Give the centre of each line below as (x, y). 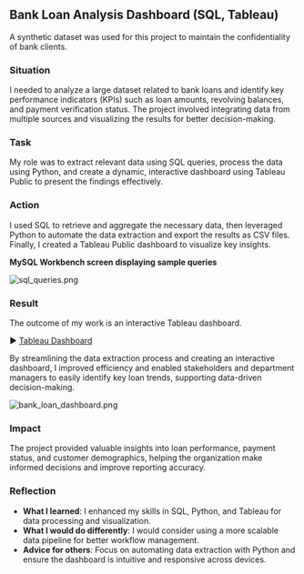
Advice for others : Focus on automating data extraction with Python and (159, 549)
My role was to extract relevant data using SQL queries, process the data (147, 162)
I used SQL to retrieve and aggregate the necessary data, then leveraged (146, 225)
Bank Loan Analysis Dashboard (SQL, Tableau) (144, 15)
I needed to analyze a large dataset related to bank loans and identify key (147, 90)
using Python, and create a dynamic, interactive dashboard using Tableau (147, 172)
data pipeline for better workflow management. (111, 539)
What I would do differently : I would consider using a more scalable (151, 530)
